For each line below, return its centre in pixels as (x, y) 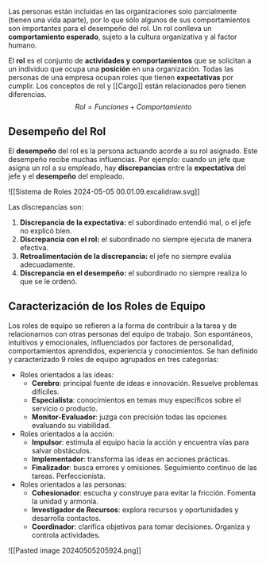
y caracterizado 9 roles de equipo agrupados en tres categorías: (114, 359)
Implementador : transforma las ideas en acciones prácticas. (131, 459)
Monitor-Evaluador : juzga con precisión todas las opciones (129, 417)
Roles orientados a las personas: (73, 484)
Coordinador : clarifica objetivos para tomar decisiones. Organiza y (141, 526)
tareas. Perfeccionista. (68, 476)
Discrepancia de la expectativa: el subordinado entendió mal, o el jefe (135, 222)
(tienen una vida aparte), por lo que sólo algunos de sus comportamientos (129, 20)
